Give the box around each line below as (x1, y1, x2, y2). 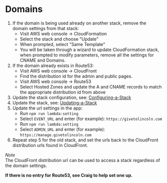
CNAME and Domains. (19, 57, 66, 63)
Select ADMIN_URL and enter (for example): (19, 126, 106, 132)
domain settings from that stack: (12, 25, 79, 31)
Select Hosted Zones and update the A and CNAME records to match (19, 83, 162, 89)
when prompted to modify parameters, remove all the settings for (19, 51, 154, 58)
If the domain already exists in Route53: (12, 62, 94, 68)
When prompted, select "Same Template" (19, 41, 106, 47)
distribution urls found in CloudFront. (12, 142, 88, 148)
